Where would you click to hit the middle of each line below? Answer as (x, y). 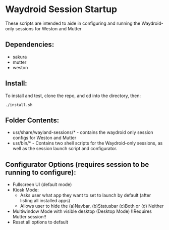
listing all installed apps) (45, 201)
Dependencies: (30, 45)
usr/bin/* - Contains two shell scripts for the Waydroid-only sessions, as (88, 143)
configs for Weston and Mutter (44, 138)
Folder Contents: (32, 120)
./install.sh (19, 105)
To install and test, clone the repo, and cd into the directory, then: (73, 96)
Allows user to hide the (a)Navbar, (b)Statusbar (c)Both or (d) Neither (92, 206)
